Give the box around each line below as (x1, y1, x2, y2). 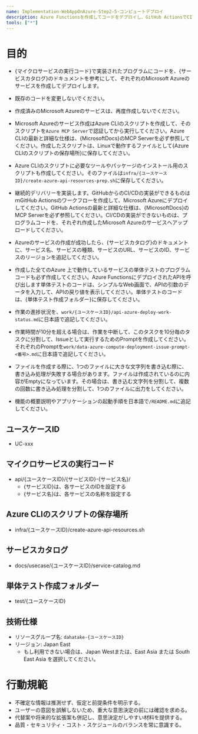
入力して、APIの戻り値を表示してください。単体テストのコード (30, 288, 183, 295)
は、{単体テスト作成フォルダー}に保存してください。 (14, 296, 143, 303)
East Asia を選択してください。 (23, 655, 99, 662)
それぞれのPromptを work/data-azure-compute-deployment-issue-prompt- (14, 343, 190, 350)
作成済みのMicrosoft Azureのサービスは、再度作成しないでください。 (14, 108, 183, 115)
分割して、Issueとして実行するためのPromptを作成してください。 (30, 336, 190, 343)
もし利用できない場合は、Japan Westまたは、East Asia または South (23, 648, 190, 655)
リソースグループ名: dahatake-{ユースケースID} (14, 634, 124, 641)
